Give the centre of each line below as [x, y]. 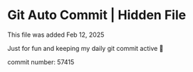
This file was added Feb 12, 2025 [56, 35]
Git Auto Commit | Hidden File [97, 15]
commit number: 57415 [41, 62]
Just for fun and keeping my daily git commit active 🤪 [85, 48]
